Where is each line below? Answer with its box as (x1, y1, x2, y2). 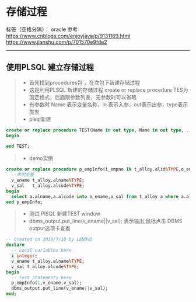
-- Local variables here (11, 248, 72, 254)
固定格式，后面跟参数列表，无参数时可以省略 (29, 93, 137, 100)
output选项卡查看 (29, 225, 71, 232)
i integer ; (11, 253, 38, 259)
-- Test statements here (11, 275, 72, 280)
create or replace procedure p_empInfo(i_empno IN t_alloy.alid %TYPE (6, 166, 179, 172)
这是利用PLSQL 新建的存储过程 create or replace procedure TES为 (29, 86, 188, 93)
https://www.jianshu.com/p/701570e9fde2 (6, 39, 108, 46)
